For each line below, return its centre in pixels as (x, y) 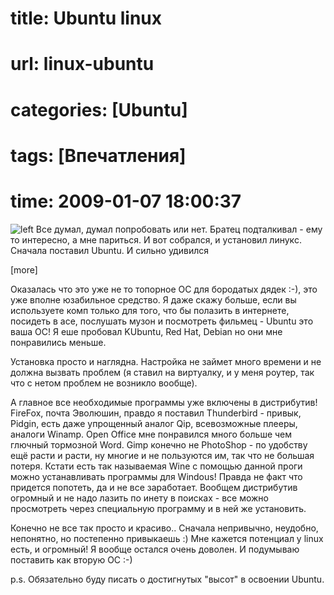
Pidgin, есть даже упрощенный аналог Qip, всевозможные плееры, (154, 423)
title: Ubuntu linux (86, 18)
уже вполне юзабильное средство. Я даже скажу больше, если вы (153, 299)
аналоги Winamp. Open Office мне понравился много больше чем (151, 434)
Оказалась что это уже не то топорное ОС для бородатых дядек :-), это (164, 289)
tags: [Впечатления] (98, 155)
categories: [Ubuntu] (99, 109)
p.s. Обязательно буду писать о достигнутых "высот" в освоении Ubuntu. (167, 579)
